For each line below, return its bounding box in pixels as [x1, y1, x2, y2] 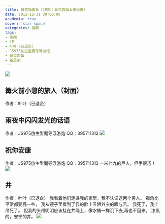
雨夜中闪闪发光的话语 [5, 116, 70, 125]
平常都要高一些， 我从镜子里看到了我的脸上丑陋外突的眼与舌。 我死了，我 [5, 201, 154, 207]
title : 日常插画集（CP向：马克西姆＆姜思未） [5, 7, 88, 12]
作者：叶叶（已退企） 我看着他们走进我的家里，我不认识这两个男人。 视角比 [5, 195, 159, 201]
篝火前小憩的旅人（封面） [5, 86, 83, 95]
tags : [5, 30, 16, 35]
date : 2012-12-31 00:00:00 [5, 12, 61, 17]
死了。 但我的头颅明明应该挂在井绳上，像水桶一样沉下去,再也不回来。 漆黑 [9, 207, 160, 213]
